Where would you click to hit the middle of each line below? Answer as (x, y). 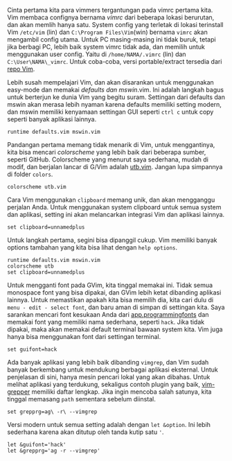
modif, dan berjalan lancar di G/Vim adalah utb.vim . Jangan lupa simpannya (115, 167)
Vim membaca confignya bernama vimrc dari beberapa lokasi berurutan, (111, 17)
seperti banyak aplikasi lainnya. (52, 119)
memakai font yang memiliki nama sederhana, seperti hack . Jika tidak (106, 322)
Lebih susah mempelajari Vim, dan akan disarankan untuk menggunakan (111, 82)
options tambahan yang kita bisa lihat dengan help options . (92, 247)
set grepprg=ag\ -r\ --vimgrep (52, 412)
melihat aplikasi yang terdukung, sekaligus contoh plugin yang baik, (104, 384)
